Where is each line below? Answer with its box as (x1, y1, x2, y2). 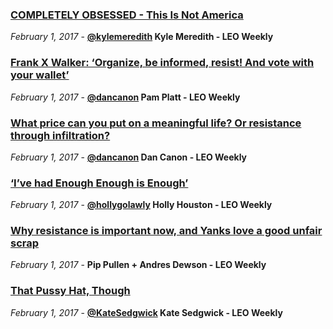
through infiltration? (10, 128, 111, 142)
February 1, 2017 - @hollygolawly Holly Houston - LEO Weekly (10, 199, 273, 211)
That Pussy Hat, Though (10, 284, 131, 298)
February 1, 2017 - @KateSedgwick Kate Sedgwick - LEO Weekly (10, 306, 283, 318)
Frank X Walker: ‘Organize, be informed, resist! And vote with (10, 56, 315, 70)
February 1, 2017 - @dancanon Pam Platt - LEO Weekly (10, 91, 241, 103)
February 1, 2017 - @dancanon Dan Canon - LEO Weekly (10, 151, 248, 163)
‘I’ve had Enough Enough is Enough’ (10, 176, 189, 190)
